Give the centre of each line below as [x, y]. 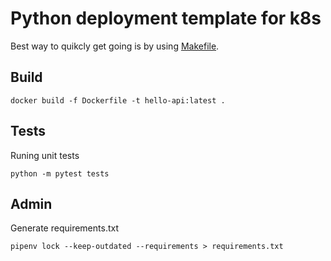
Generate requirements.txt [64, 228]
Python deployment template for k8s [166, 18]
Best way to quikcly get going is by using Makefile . [115, 46]
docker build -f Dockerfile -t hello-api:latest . [118, 100]
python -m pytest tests [60, 173]
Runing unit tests [45, 155]
